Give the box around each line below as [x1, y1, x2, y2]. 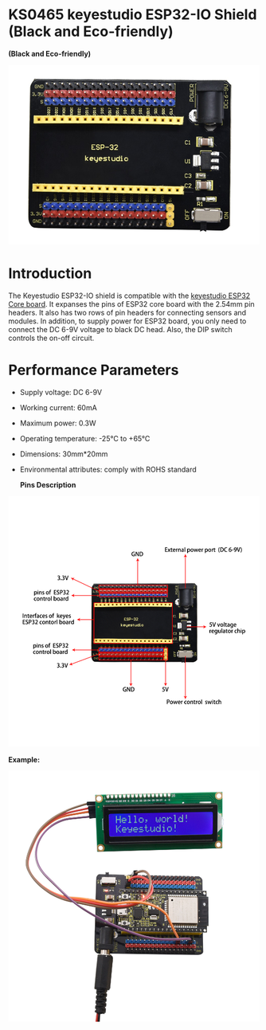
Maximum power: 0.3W [19, 418, 96, 428]
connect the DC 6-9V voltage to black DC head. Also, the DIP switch [8, 324, 233, 334]
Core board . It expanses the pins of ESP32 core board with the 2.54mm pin [8, 299, 255, 308]
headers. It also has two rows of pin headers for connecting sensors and [8, 307, 247, 317]
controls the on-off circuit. [8, 333, 95, 343]
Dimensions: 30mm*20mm [19, 448, 108, 459]
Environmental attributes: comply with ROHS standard [19, 464, 197, 474]
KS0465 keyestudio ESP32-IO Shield [8, 6, 257, 24]
